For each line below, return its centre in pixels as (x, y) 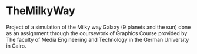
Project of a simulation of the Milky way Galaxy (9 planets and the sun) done (98, 27)
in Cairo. (16, 46)
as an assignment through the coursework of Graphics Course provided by (97, 33)
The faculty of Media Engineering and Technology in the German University (98, 39)
